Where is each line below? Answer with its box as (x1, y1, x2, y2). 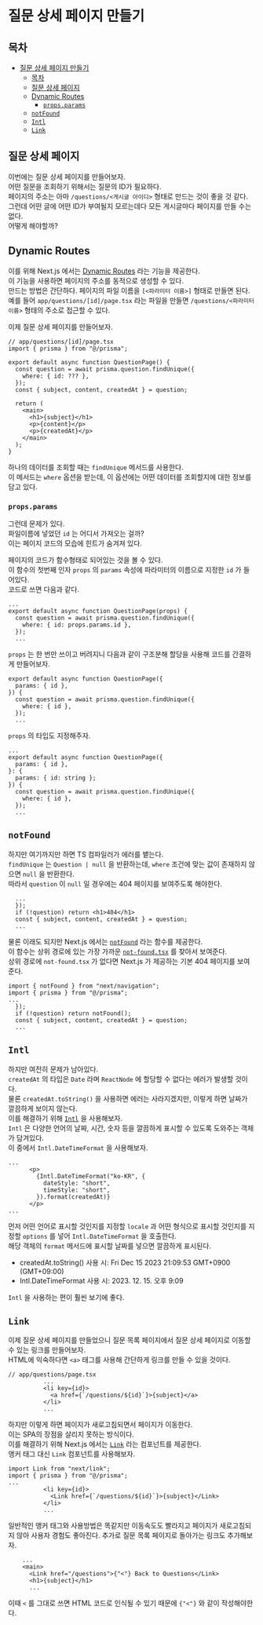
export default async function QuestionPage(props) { (8, 607, 188, 615)
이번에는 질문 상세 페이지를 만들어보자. (8, 172, 126, 181)
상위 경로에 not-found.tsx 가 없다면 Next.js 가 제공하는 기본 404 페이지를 (8, 956, 236, 966)
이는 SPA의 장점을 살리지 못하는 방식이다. (8, 1430, 135, 1439)
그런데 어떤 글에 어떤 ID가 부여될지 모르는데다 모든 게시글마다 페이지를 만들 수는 (8, 201, 252, 210)
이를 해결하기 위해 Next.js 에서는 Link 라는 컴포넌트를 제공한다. (8, 1440, 202, 1449)
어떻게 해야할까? (8, 221, 59, 230)
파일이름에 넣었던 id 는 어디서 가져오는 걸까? (8, 528, 144, 538)
